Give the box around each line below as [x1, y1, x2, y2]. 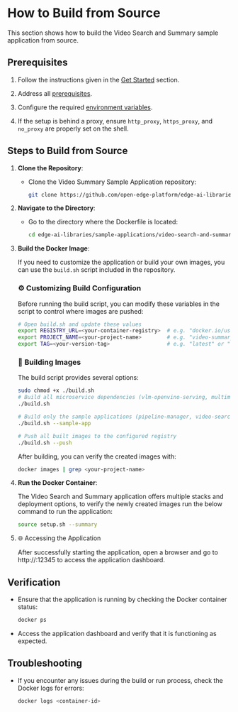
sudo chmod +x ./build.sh [17, 387, 94, 395]
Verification [7, 576, 61, 588]
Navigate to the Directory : [17, 204, 96, 212]
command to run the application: [17, 508, 113, 516]
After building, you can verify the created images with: [17, 452, 176, 461]
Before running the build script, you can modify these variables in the [17, 300, 220, 308]
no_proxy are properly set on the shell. [17, 124, 129, 133]
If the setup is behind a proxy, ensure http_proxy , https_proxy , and [17, 116, 213, 125]
